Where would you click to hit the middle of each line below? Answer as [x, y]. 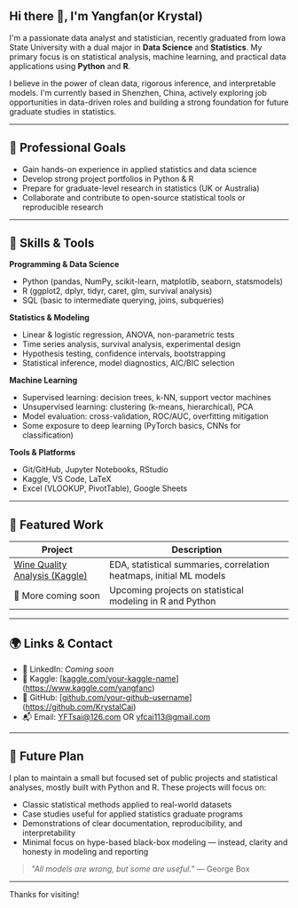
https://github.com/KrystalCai [79, 707]
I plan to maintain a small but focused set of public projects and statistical [143, 778]
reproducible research [63, 207]
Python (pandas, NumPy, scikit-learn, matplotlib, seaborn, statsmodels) [153, 281]
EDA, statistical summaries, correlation [190, 565]
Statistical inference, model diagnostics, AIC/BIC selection [128, 363]
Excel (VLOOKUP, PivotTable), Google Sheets [105, 488]
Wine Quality [40, 565]
